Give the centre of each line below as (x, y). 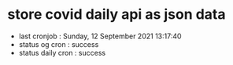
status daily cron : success (62, 52)
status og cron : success (59, 44)
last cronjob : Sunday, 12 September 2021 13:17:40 (100, 36)
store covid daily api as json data (116, 14)
